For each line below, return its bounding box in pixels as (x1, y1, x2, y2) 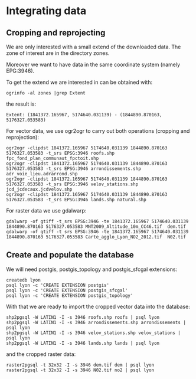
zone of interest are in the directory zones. (6, 50, 110, 57)
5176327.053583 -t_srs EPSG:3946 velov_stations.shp (6, 181, 139, 187)
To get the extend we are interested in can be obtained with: (6, 79, 152, 86)
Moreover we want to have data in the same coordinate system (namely (6, 61, 181, 68)
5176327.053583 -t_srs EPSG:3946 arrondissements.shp (6, 166, 142, 172)
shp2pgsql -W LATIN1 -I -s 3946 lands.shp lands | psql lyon (6, 340, 160, 346)
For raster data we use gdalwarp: (6, 207, 87, 214)
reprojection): (6, 134, 40, 141)
